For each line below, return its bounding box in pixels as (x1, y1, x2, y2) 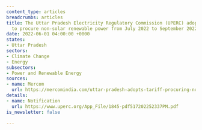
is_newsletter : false (6, 109, 61, 115)
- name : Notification (6, 98, 61, 104)
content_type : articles (6, 8, 66, 15)
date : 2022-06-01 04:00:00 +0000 (6, 31, 90, 37)
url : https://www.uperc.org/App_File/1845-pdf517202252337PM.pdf (11, 103, 179, 110)
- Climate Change (6, 53, 50, 59)
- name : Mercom (6, 81, 44, 87)
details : (6, 92, 28, 98)
